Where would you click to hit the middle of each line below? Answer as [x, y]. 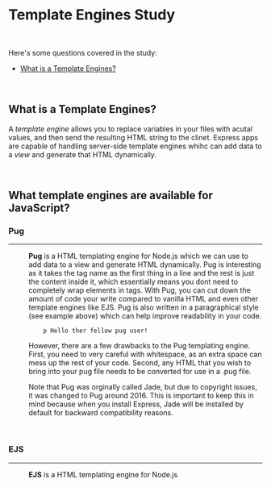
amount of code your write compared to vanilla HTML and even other [144, 299]
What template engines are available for [111, 196]
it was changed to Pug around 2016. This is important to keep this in [141, 396]
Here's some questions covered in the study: [83, 52]
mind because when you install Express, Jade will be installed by [136, 404]
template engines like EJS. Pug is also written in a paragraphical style [144, 307]
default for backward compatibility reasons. [101, 413]
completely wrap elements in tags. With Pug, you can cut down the [140, 290]
